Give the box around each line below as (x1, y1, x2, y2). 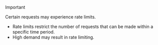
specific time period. (12, 29, 55, 34)
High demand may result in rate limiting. (12, 34, 95, 40)
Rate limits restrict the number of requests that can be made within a (12, 23, 154, 29)
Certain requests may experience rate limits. (5, 14, 96, 19)
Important (5, 4, 25, 10)
